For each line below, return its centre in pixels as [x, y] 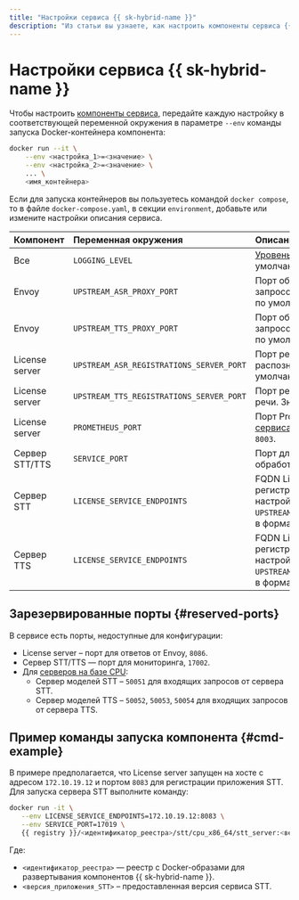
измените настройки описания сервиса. [86, 217]
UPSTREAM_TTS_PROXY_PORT [125, 328]
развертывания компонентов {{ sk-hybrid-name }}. [118, 876]
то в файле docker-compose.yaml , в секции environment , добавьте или [138, 208]
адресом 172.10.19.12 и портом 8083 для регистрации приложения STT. [146, 782]
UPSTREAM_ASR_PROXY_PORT [125, 291]
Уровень [273, 255]
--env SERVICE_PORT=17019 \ [73, 825]
